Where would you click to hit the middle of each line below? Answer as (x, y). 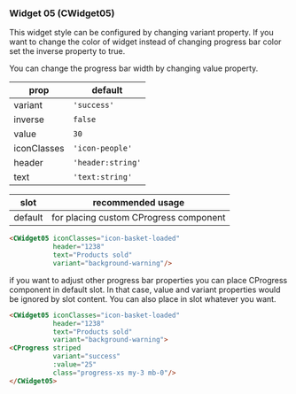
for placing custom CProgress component (139, 218)
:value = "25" (75, 365)
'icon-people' (103, 148)
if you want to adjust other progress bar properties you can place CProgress (148, 280)
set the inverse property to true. (67, 51)
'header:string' (107, 163)
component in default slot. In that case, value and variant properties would (145, 290)
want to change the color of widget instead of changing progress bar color (145, 42)
